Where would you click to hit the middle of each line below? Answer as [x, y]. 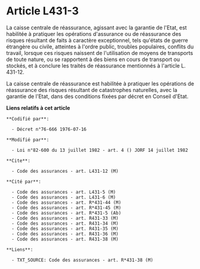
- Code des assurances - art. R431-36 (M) [65, 234]
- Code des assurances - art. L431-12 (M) [65, 171]
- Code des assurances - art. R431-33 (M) [65, 218]
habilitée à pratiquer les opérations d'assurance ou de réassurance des [94, 33]
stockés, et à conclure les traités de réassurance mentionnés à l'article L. [96, 65]
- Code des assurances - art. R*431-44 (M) [66, 202]
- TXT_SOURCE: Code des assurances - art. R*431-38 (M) [82, 260]
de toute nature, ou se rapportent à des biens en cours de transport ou [93, 59]
